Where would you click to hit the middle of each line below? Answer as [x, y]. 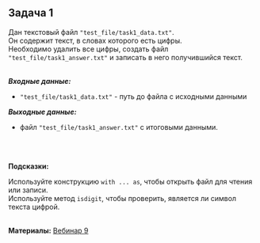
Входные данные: [40, 81]
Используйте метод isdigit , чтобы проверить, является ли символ [122, 198]
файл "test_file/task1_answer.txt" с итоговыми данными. [119, 127]
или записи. [29, 190]
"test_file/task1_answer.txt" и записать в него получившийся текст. [126, 57]
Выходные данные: [42, 112]
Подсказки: [29, 166]
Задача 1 [31, 13]
